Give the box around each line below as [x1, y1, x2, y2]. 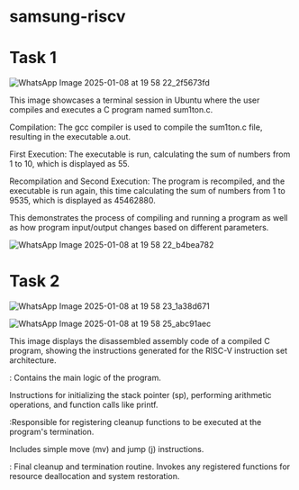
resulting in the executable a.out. [9, 132, 131, 142]
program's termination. [9, 426, 95, 438]
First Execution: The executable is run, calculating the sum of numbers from [9, 149, 291, 159]
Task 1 [9, 48, 57, 68]
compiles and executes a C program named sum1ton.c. [9, 104, 213, 115]
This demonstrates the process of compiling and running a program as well [9, 213, 288, 223]
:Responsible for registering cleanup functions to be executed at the [9, 417, 262, 428]
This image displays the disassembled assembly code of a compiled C [9, 336, 270, 347]
